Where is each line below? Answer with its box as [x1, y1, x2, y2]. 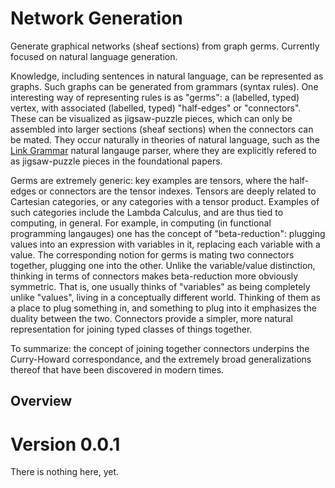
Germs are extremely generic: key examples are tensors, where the [10, 174, 288, 186]
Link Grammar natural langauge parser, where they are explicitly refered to [10, 144, 317, 156]
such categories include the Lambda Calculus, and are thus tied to [10, 206, 284, 218]
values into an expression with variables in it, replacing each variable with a [10, 238, 321, 250]
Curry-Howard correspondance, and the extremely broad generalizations [10, 353, 312, 365]
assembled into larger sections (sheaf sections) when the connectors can [10, 123, 314, 135]
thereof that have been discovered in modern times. [10, 363, 225, 376]
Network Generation [10, 7, 183, 30]
